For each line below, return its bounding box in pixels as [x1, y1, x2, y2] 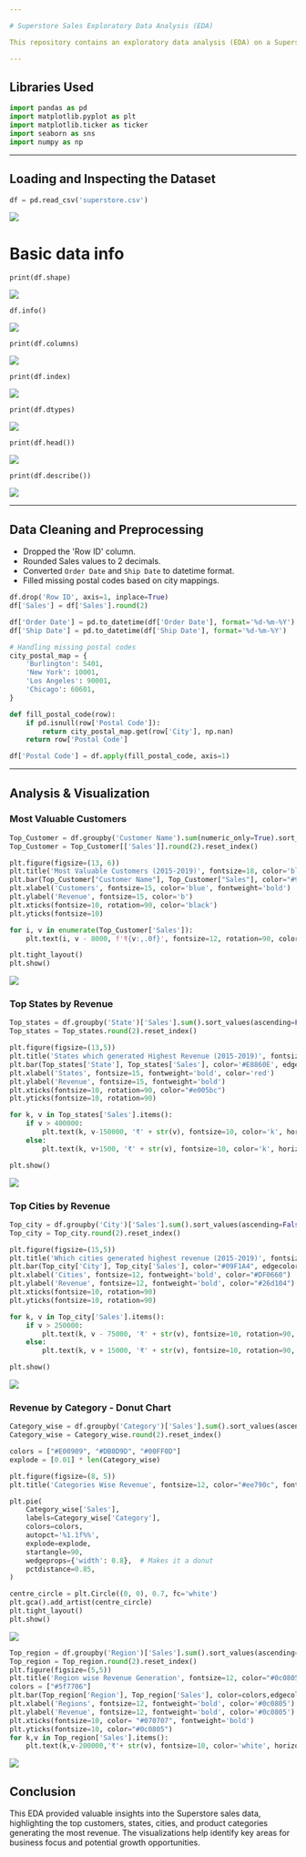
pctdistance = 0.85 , [25, 1565, 96, 1574]
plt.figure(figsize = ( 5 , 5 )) [9, 1665, 112, 1675]
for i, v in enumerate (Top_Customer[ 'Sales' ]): [9, 926, 194, 935]
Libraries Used [9, 79, 94, 95]
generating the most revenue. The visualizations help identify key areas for [9, 1828, 291, 1839]
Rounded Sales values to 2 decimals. [22, 556, 161, 567]
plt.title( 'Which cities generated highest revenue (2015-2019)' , [9, 1254, 267, 1263]
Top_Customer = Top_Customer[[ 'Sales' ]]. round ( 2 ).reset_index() [9, 842, 259, 851]
